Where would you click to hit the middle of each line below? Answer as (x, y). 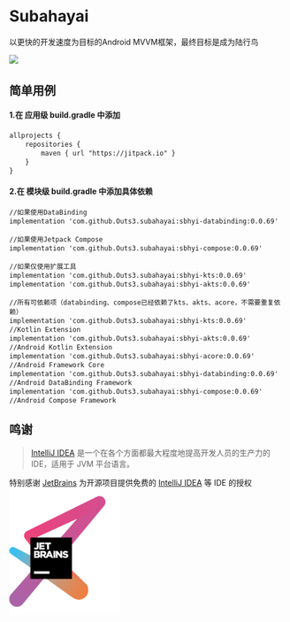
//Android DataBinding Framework (71, 382)
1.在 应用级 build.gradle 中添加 (65, 115)
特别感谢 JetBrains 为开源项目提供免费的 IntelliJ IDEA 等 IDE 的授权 (130, 482)
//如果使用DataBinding (48, 212)
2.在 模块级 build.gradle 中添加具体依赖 (81, 191)
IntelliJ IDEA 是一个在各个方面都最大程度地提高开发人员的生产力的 (151, 452)
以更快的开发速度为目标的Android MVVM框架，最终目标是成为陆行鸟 (134, 42)
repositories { (53, 144)
